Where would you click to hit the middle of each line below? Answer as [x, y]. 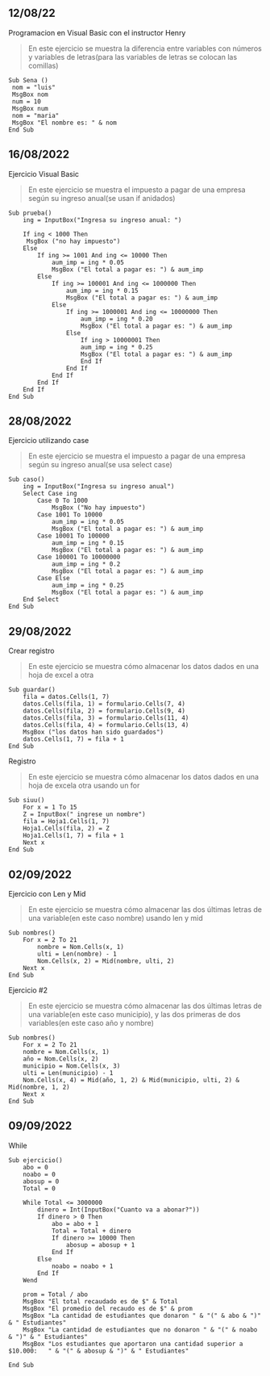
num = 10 [27, 101]
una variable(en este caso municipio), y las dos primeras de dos [134, 1014]
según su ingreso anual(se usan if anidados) [102, 198]
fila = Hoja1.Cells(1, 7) [66, 822]
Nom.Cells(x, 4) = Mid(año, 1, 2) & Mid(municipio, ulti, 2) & [131, 1081]
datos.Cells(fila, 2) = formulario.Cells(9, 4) [104, 711]
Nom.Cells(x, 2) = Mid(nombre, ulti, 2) [106, 961]
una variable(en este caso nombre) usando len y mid [115, 918]
